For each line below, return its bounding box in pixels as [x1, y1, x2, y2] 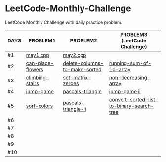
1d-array [109, 66, 131, 73]
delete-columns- [63, 60, 104, 67]
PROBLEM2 [70, 37, 97, 44]
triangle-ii [63, 105, 86, 112]
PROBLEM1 [28, 37, 56, 44]
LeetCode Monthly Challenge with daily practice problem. [5, 19, 123, 25]
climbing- [26, 74, 49, 81]
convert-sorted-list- [109, 96, 159, 103]
